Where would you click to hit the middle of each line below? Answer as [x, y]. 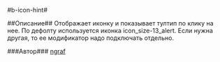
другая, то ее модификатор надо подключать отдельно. [91, 38]
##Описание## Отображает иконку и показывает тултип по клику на [111, 23]
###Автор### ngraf [37, 51]
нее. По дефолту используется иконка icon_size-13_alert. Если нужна [110, 31]
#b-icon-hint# [27, 10]
